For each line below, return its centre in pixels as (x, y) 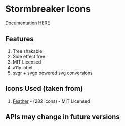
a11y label (23, 67)
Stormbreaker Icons (48, 9)
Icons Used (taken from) (44, 89)
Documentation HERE (28, 23)
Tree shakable (27, 51)
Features (19, 39)
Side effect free (29, 56)
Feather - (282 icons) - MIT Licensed (51, 101)
